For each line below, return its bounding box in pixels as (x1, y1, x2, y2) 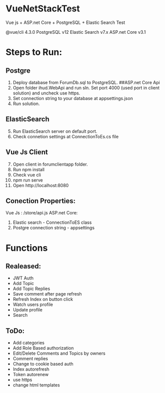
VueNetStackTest (5, 3, 80, 14)
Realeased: (5, 262, 41, 270)
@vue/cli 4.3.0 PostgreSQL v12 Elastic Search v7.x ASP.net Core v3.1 (5, 29, 146, 35)
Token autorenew (12, 372, 49, 378)
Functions (5, 242, 48, 254)
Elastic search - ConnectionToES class (12, 219, 92, 225)
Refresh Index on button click (12, 296, 74, 302)
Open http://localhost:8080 (12, 182, 69, 188)
